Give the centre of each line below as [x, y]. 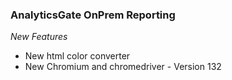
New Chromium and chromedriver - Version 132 [123, 67]
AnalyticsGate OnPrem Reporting [93, 15]
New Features [39, 37]
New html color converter [77, 56]
